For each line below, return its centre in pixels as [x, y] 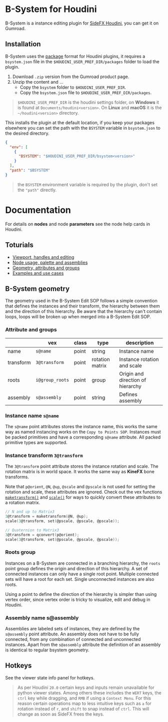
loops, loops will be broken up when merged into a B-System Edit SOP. [78, 317]
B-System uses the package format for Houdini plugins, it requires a [75, 56]
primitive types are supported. [36, 442]
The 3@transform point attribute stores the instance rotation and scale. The [82, 466]
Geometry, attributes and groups [46, 268]
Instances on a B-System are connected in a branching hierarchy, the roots [83, 563]
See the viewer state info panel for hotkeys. [50, 677]
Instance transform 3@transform [44, 455]
